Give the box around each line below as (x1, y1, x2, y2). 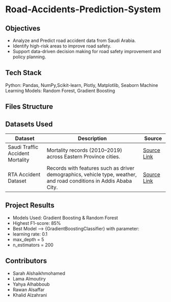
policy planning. (12, 54, 46, 60)
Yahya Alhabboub (12, 281, 50, 287)
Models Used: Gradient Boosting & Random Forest (12, 215, 118, 221)
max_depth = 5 (12, 236, 44, 242)
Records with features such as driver (46, 165, 135, 172)
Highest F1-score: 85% (12, 220, 61, 226)
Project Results (5, 201, 54, 210)
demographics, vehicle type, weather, (46, 171, 137, 178)
